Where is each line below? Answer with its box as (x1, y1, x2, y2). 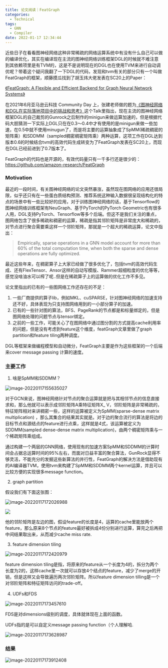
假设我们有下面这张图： (5, 489, 53, 495)
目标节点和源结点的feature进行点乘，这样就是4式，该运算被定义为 (5, 421, 141, 427)
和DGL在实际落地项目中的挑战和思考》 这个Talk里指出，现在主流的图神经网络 (5, 108, 163, 114)
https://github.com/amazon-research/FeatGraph (5, 161, 105, 168)
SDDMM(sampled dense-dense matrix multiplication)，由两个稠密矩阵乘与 (5, 427, 158, 433)
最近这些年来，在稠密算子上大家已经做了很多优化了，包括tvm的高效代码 (5, 261, 153, 267)
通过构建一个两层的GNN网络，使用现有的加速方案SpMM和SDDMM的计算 (5, 444, 155, 450)
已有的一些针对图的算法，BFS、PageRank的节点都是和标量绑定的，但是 (12, 307, 160, 313)
